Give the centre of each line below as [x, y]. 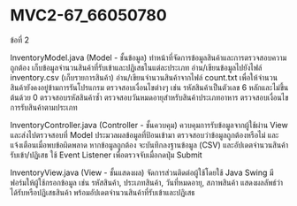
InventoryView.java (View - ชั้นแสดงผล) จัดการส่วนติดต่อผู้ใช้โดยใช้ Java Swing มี [142, 172]
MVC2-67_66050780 [88, 15]
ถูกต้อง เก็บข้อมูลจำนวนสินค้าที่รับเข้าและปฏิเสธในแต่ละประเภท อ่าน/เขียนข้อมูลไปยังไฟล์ [136, 67]
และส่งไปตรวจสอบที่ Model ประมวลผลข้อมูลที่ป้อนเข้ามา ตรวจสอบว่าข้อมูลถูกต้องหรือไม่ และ [145, 134]
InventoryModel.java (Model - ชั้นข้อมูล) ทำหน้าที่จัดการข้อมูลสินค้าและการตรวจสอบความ [148, 57]
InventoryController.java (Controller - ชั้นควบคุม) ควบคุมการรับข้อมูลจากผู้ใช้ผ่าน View [149, 125]
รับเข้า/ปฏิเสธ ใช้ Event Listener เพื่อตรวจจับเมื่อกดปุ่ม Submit [106, 155]
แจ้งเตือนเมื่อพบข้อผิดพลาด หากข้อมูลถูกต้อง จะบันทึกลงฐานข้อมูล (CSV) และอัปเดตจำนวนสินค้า [149, 145]
